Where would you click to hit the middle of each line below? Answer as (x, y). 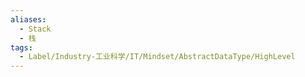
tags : (21, 47)
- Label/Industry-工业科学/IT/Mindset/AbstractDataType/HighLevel (157, 57)
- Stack (35, 29)
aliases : (28, 19)
